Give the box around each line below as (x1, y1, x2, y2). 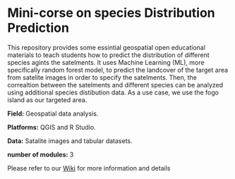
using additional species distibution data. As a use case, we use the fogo (7, 88, 219, 97)
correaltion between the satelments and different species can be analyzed (7, 80, 224, 89)
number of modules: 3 (7, 150, 74, 159)
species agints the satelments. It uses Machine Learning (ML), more (7, 58, 205, 66)
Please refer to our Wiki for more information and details (7, 163, 171, 172)
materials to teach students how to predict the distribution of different (7, 51, 210, 59)
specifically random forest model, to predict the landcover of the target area (7, 66, 228, 74)
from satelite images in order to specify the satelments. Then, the (7, 73, 198, 82)
